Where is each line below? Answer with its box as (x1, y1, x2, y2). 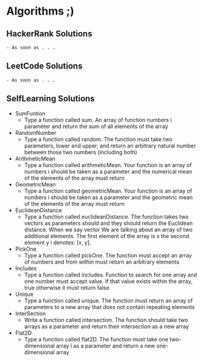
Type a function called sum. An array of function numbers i (24, 116, 172, 123)
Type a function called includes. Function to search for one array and (24, 271, 198, 278)
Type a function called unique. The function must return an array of (24, 296, 193, 304)
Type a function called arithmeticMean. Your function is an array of (24, 161, 192, 168)
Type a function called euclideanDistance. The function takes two (24, 213, 189, 220)
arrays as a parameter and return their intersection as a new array (24, 323, 190, 330)
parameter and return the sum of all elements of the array (24, 123, 168, 130)
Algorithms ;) (6, 4, 75, 18)
